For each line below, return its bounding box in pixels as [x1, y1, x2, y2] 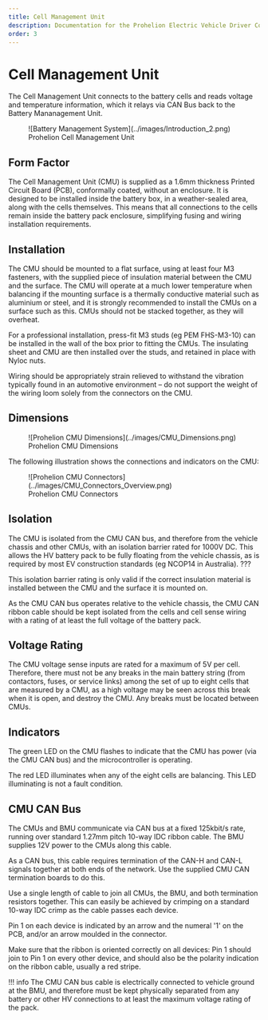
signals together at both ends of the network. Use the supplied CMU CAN [8, 864, 250, 874]
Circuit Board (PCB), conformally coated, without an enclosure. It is [8, 185, 229, 195]
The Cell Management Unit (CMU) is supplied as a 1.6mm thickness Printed [8, 177, 255, 187]
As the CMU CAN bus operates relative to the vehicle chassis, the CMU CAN [8, 598, 259, 608]
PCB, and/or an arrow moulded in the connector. [8, 930, 167, 938]
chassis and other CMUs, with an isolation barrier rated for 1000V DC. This [8, 542, 254, 552]
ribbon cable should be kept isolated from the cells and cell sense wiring [8, 607, 247, 616]
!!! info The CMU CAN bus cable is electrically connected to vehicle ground [8, 978, 255, 986]
